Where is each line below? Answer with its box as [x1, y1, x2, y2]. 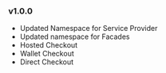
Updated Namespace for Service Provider [19, 24, 158, 33]
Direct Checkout [19, 57, 74, 67]
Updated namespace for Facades [19, 32, 130, 41]
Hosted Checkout [19, 40, 78, 50]
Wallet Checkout [19, 49, 74, 59]
